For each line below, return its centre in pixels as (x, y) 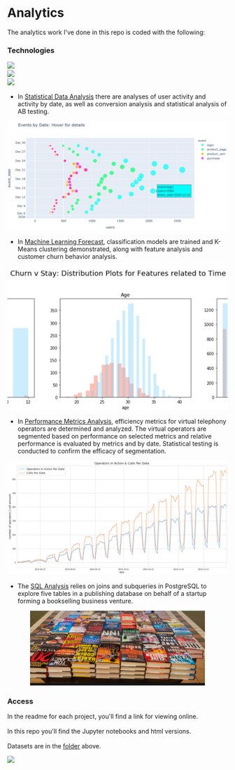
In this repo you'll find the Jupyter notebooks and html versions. (99, 732)
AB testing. (33, 112)
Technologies (31, 50)
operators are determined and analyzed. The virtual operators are (112, 429)
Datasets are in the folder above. (54, 746)
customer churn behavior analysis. (67, 257)
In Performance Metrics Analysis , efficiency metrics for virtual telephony (122, 421)
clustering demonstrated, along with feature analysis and (121, 249)
